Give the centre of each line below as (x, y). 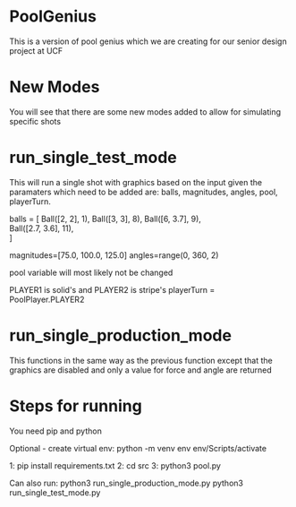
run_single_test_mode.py (55, 492)
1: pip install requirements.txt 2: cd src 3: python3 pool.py (115, 465)
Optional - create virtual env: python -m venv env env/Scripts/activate (138, 448)
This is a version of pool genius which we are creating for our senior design (148, 41)
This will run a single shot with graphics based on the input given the (135, 182)
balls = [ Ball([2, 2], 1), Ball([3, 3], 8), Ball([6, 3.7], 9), (105, 219)
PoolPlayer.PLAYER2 (47, 299)
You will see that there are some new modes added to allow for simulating (145, 112)
